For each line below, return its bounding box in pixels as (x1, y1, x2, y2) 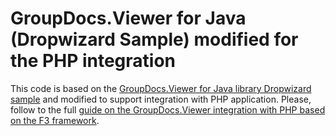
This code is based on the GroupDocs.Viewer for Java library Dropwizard (10, 82, 312, 94)
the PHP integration (10, 50, 176, 72)
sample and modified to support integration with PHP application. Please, (10, 93, 312, 105)
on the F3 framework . (10, 114, 100, 126)
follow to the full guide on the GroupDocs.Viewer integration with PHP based (10, 103, 326, 116)
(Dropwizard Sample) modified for (10, 28, 299, 51)
